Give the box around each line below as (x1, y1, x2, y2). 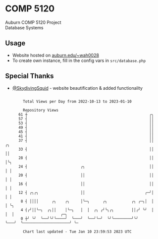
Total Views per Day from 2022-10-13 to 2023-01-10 (23, 99, 132, 104)
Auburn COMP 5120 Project (5, 19, 61, 25)
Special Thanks (5, 72, 54, 80)
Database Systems (5, 24, 44, 30)
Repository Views (23, 108, 58, 113)
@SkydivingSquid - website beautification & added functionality (12, 85, 143, 91)
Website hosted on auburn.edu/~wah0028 (12, 52, 99, 58)
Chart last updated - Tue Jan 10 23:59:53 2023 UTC (23, 229, 132, 234)
